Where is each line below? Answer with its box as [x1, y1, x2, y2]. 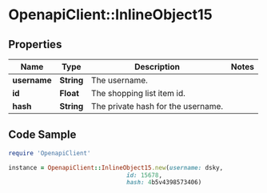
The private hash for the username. [90, 101, 224, 111]
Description [134, 62, 180, 72]
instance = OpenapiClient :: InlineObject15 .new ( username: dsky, [8, 163, 224, 171]
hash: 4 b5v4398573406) [126, 179, 202, 187]
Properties [8, 38, 62, 51]
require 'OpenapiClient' [8, 149, 91, 157]
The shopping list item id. [90, 88, 186, 99]
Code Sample [8, 128, 77, 142]
